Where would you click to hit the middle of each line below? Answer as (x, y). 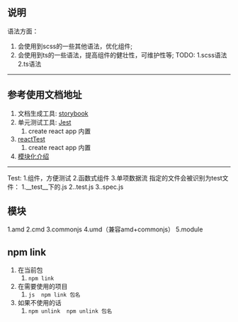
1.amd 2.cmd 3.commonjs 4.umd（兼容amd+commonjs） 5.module (105, 229)
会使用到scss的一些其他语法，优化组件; (75, 46)
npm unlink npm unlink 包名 (70, 311)
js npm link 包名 (54, 295)
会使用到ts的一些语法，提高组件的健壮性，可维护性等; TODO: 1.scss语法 (122, 54)
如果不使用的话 (39, 303)
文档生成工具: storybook (53, 113)
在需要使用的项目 (42, 287)
